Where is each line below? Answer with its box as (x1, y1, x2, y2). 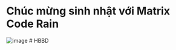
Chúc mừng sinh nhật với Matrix (6, 4, 171, 18)
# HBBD (29, 37, 49, 44)
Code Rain (6, 17, 59, 31)
